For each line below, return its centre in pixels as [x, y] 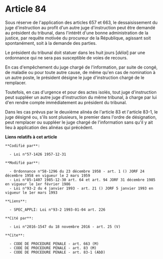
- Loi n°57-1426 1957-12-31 [38, 154]
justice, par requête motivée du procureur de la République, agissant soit [78, 38]
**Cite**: [15, 235]
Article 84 [26, 9]
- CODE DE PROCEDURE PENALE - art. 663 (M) [54, 244]
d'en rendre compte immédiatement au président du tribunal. [66, 102]
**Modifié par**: [23, 163]
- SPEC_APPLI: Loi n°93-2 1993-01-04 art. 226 [57, 210]
